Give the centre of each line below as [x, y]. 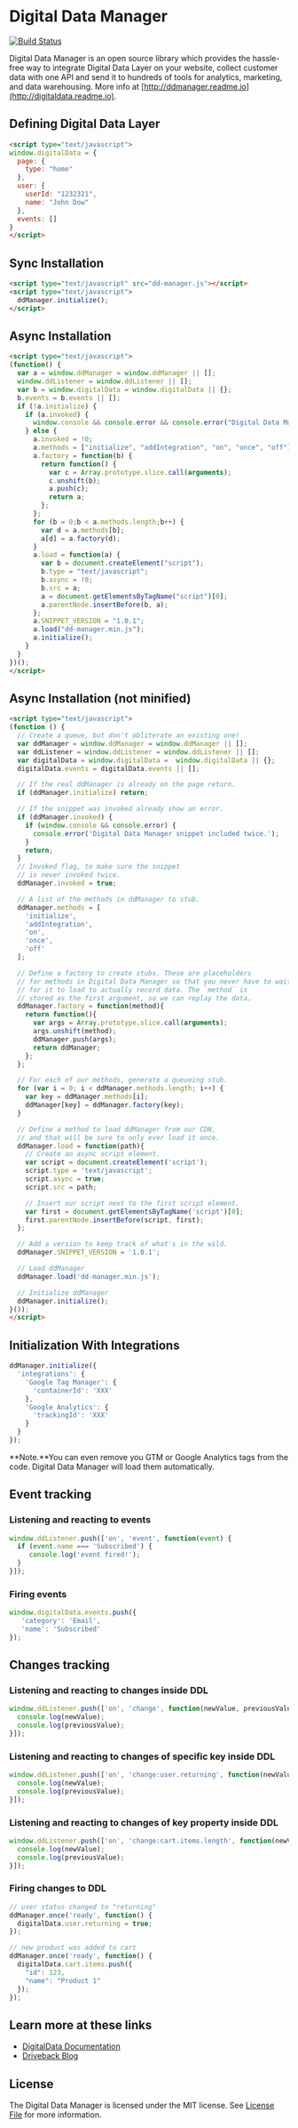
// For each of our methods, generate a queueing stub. [122, 1080]
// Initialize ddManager [63, 1293]
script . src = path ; [61, 1187]
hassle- [266, 58]
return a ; [67, 497]
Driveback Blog [50, 2056]
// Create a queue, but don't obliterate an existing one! [129, 735]
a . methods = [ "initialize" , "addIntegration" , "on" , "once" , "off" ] [162, 447]
